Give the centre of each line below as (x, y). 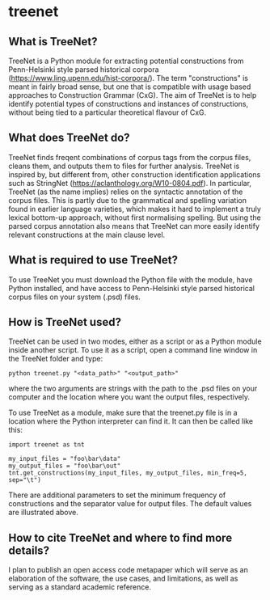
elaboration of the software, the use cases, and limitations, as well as (123, 579)
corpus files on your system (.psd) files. (75, 297)
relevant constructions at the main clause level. (87, 235)
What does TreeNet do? (70, 138)
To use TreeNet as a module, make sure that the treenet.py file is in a (123, 413)
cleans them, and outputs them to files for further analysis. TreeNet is (124, 166)
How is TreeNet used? (65, 322)
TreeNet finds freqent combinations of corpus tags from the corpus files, (130, 157)
